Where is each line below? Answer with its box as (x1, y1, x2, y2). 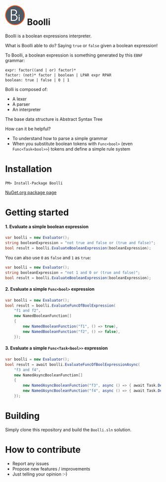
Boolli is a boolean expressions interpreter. (5, 33, 92, 39)
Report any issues (12, 460, 49, 467)
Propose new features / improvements (12, 466, 90, 472)
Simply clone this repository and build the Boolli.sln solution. (5, 426, 132, 432)
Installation (5, 163, 52, 175)
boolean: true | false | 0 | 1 (5, 78, 70, 82)
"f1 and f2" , (14, 308, 41, 313)
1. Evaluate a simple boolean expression (5, 224, 89, 230)
